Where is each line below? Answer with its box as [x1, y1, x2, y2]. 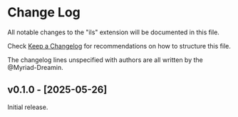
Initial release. [7, 103, 48, 111]
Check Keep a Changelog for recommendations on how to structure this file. [7, 41, 232, 50]
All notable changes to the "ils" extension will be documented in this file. [7, 28, 219, 36]
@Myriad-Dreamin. [7, 63, 64, 71]
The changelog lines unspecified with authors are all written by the [7, 55, 203, 64]
